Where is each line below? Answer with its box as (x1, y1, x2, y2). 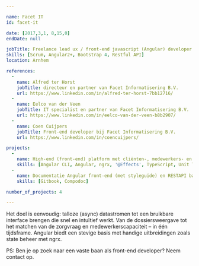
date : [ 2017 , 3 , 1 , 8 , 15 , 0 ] (6, 30, 70, 36)
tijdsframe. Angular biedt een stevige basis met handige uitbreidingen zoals (6, 229, 191, 236)
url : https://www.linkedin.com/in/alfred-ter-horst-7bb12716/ (17, 90, 174, 96)
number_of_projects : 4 (6, 189, 62, 195)
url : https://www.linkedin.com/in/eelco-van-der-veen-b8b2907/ (17, 112, 176, 118)
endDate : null (6, 36, 41, 42)
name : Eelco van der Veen (17, 102, 81, 107)
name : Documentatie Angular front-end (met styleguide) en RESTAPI (17, 173, 187, 179)
